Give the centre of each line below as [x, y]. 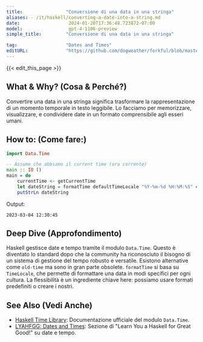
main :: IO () [24, 170]
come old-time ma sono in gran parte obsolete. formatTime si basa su [93, 267]
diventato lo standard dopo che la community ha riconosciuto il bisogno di [98, 255]
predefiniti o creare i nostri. [40, 287]
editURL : [17, 51]
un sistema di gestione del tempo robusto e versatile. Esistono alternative [97, 261]
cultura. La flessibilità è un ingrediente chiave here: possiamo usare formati [100, 280]
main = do [19, 176]
